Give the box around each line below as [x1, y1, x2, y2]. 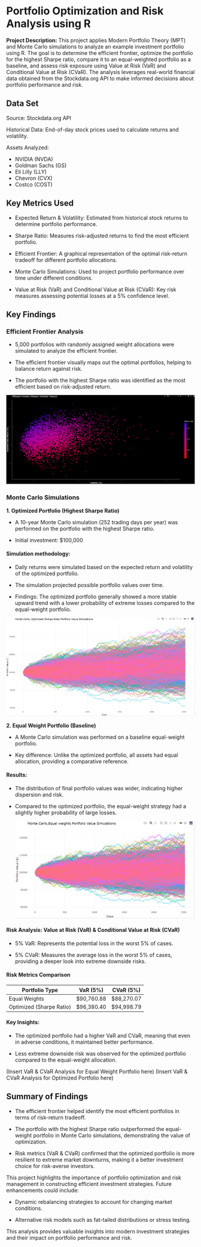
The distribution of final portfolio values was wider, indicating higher [14, 784, 183, 791]
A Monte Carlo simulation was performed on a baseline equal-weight [14, 733, 185, 741]
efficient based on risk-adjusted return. [14, 383, 112, 390]
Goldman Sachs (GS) [14, 161, 67, 169]
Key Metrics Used [6, 198, 74, 209]
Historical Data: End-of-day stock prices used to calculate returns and [6, 126, 179, 133]
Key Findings [6, 309, 56, 319]
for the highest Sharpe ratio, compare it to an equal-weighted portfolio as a [6, 56, 191, 63]
